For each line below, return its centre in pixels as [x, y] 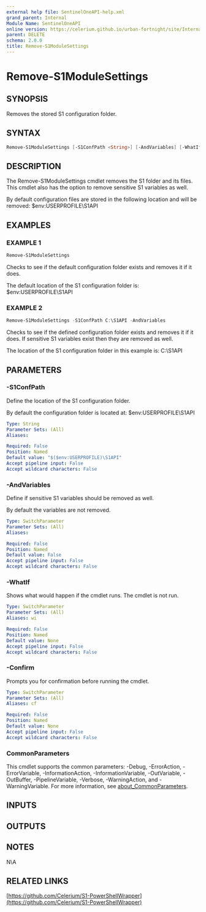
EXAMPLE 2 [25, 308]
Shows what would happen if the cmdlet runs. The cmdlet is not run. [93, 596]
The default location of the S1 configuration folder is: [73, 285]
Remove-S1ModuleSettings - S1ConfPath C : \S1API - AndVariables [86, 321]
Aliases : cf [21, 704]
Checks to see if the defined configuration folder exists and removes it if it [100, 332]
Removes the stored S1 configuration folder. [62, 113]
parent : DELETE [26, 35]
